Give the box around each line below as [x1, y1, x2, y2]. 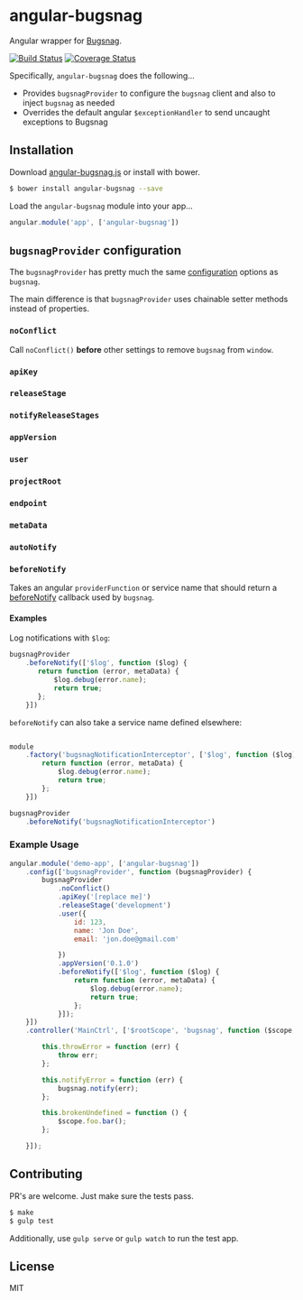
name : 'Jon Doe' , [73, 926, 140, 935]
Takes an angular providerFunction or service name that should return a [9, 583, 278, 594]
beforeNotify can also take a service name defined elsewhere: [9, 716, 242, 727]
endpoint [9, 498, 48, 509]
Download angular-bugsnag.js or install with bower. [9, 166, 201, 177]
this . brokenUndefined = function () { [41, 1109, 188, 1118]
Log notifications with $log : [9, 632, 111, 643]
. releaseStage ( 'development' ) [57, 901, 171, 910]
